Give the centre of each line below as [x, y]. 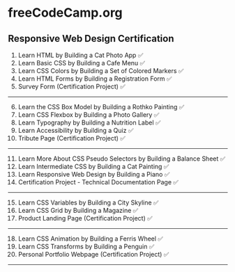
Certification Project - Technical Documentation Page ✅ [98, 182]
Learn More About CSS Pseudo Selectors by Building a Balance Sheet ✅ [122, 159]
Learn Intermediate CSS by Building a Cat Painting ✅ [93, 166]
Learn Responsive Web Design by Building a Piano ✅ [94, 174]
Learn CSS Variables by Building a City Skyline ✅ [88, 202]
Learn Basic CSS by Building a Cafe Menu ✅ [82, 63]
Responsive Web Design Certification [91, 39]
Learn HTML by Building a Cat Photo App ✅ [81, 55]
